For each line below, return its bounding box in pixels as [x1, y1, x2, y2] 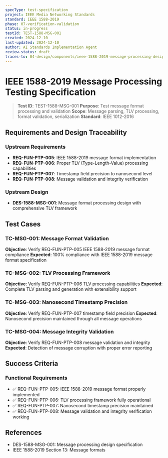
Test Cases [5, 219, 41, 228]
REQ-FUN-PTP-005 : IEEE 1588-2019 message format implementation [12, 155, 156, 161]
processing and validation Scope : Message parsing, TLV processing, [17, 108, 159, 114]
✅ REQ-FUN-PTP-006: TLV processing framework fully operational [12, 397, 151, 403]
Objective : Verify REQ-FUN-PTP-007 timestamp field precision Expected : [5, 310, 157, 316]
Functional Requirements [5, 375, 67, 382]
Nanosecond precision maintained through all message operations [5, 315, 142, 321]
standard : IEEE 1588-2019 [5, 17, 59, 22]
